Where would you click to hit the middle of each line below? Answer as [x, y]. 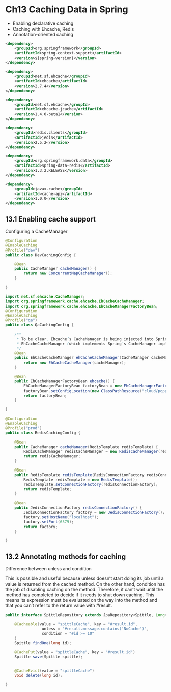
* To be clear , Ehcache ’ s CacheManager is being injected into [85, 339]
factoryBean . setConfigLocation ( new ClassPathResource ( [83, 391]
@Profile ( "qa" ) [21, 320]
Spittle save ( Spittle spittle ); [49, 657]
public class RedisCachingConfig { [43, 433]
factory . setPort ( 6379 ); [49, 522]
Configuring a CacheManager [36, 231]
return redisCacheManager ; [52, 456]
